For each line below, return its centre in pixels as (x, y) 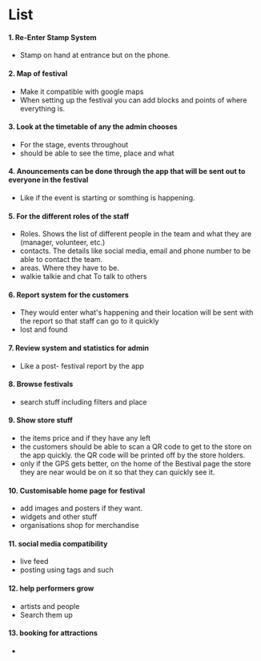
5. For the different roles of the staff (69, 216)
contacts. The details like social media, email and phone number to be (135, 251)
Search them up (46, 615)
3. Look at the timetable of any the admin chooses (93, 127)
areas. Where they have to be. (70, 268)
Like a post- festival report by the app (82, 365)
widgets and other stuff (58, 517)
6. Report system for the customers (69, 295)
